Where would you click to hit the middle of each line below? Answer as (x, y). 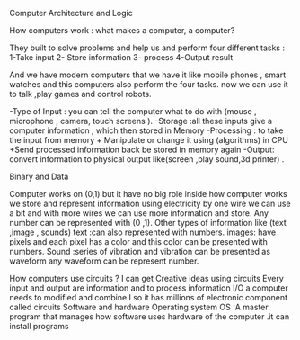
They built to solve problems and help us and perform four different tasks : (147, 48)
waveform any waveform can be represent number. (104, 261)
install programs (39, 326)
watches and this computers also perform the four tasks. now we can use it (149, 84)
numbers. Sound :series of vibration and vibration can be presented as (140, 251)
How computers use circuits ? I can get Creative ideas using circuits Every (147, 278)
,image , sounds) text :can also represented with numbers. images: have (143, 232)
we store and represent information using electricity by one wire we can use (150, 203)
